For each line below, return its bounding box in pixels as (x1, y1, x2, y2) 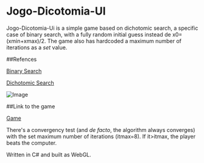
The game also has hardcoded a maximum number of (47, 37, 181, 44)
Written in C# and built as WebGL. (6, 151, 91, 158)
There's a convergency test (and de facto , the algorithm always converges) (6, 126, 195, 133)
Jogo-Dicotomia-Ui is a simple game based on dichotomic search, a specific (6, 24, 199, 32)
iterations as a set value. (6, 44, 68, 51)
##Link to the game (6, 102, 55, 110)
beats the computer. (6, 139, 57, 147)
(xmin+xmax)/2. (6, 37, 46, 44)
